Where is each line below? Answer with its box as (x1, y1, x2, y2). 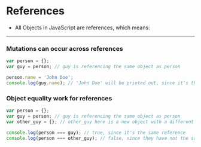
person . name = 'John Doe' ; (6, 74, 74, 80)
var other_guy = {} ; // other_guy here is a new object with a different (6, 118, 194, 125)
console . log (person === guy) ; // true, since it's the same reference (6, 130, 186, 136)
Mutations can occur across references (6, 44, 124, 53)
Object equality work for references (6, 94, 112, 102)
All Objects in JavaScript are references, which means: (14, 24, 151, 31)
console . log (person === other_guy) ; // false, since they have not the (6, 135, 188, 141)
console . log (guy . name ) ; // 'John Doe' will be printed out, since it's (6, 79, 188, 86)
